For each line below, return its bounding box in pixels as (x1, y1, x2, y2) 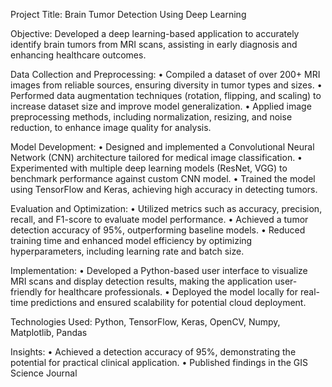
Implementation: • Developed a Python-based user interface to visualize (10, 265, 308, 276)
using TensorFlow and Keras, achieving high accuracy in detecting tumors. (10, 184, 318, 195)
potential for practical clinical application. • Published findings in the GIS (10, 357, 308, 368)
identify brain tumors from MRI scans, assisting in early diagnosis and (10, 39, 298, 50)
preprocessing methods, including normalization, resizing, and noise (10, 111, 293, 123)
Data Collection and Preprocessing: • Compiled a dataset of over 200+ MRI (10, 69, 321, 80)
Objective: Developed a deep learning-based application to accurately (10, 28, 300, 39)
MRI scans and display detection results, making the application (10, 275, 273, 287)
